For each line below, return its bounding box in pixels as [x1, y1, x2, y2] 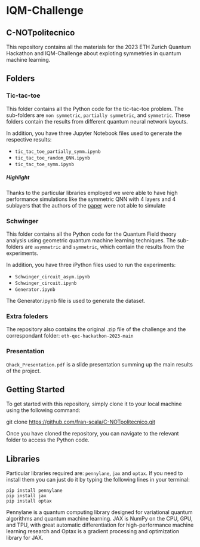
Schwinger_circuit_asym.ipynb [14, 273, 91, 279]
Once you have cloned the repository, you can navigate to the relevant [6, 430, 179, 437]
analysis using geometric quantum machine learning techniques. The [6, 236, 176, 244]
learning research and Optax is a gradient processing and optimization [6, 528, 180, 535]
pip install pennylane [6, 488, 63, 494]
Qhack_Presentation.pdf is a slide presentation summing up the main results [6, 360, 193, 368]
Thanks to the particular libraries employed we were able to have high [6, 189, 178, 196]
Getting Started [6, 384, 65, 395]
